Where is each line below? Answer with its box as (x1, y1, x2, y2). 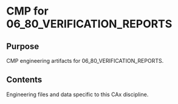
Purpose (6, 41, 39, 51)
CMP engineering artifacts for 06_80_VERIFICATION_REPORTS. (6, 57, 164, 64)
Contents (6, 74, 43, 85)
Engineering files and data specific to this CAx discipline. (6, 91, 149, 98)
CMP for (6, 4, 49, 18)
